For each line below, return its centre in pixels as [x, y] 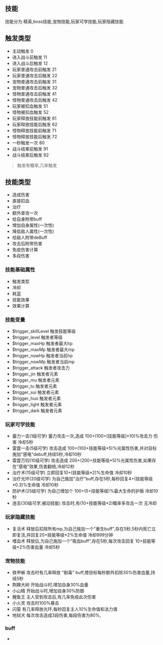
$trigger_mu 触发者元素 [36, 380]
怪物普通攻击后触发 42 [35, 100]
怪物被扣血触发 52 [30, 112]
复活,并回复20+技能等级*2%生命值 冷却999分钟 [65, 535]
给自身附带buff [27, 219]
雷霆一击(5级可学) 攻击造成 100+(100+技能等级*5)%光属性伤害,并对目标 [84, 448]
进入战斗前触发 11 [30, 57]
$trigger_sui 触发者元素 [36, 392]
